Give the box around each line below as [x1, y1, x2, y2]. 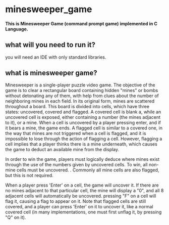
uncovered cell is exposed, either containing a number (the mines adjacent [5, 114, 160, 120]
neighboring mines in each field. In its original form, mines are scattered [5, 98, 155, 104]
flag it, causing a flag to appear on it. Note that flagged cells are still [5, 198, 146, 204]
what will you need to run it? [5, 40, 96, 49]
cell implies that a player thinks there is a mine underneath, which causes [5, 141, 157, 147]
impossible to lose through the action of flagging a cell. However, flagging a [5, 136, 162, 142]
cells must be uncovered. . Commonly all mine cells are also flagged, [17, 167, 159, 173]
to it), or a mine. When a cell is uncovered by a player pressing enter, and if [5, 120, 161, 126]
